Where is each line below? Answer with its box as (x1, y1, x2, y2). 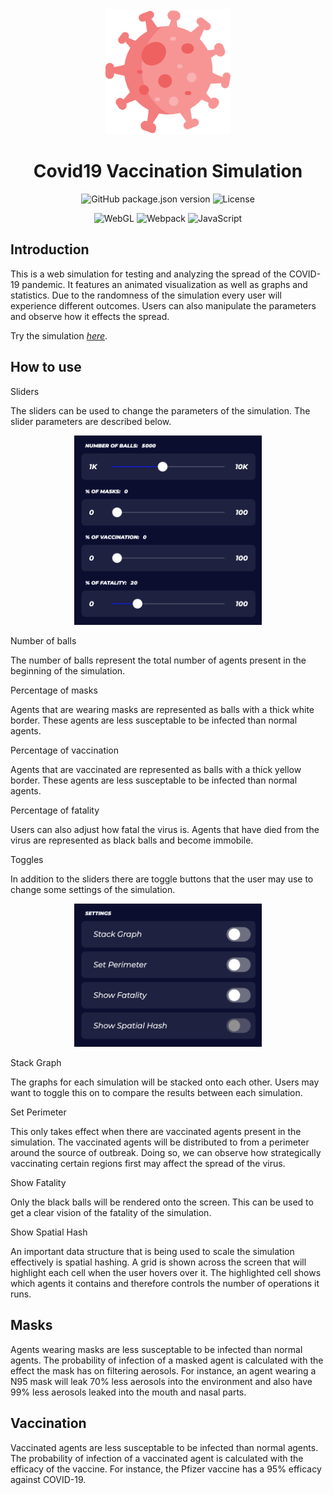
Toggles (10, 854, 44, 866)
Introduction (10, 241, 90, 258)
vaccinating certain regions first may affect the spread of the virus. (10, 1158, 286, 1170)
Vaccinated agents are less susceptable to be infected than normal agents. (10, 1441, 319, 1453)
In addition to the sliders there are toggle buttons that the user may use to (10, 873, 314, 885)
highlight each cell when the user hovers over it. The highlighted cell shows (10, 1267, 322, 1279)
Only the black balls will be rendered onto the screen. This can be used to (10, 1196, 314, 1208)
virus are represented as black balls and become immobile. (10, 834, 254, 847)
